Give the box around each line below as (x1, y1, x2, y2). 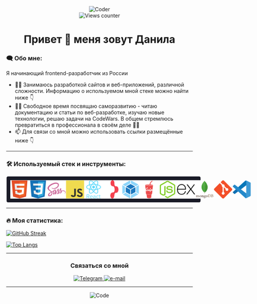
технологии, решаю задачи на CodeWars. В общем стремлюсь (14, 115, 174, 122)
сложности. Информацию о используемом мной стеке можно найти (14, 88, 189, 95)
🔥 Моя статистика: (6, 216, 63, 224)
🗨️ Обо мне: (6, 54, 43, 63)
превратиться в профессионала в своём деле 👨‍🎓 (14, 121, 140, 129)
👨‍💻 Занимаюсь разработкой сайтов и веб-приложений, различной (14, 81, 185, 88)
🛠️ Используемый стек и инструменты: (6, 160, 126, 168)
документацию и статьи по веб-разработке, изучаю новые (14, 109, 165, 116)
